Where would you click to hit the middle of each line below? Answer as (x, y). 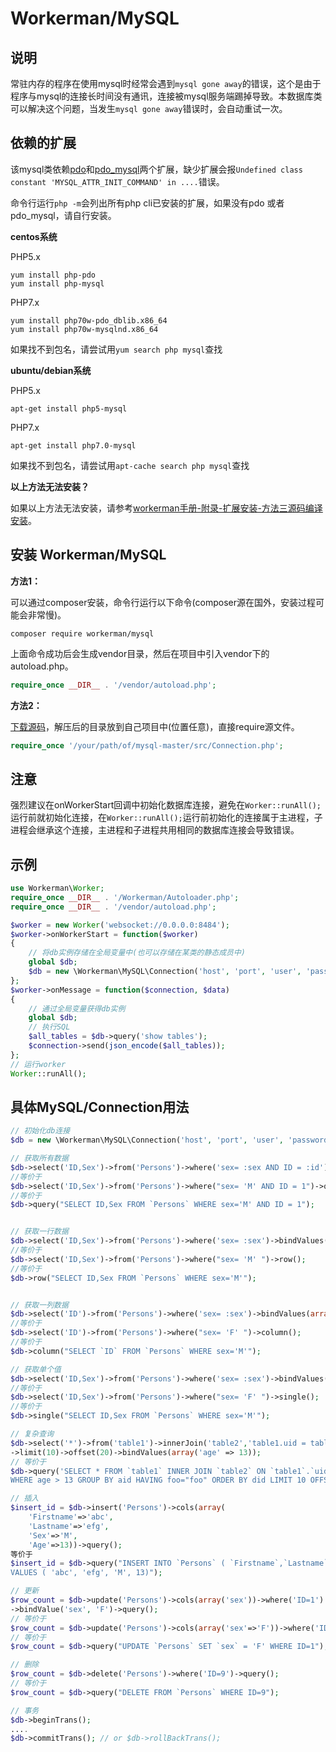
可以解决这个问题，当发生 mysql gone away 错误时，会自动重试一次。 (149, 108)
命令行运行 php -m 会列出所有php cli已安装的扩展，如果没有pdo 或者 (147, 203)
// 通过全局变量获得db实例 (77, 1008)
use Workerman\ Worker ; (57, 888)
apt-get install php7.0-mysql (73, 445)
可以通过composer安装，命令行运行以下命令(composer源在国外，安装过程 (163, 602)
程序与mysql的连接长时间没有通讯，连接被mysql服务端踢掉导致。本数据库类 (166, 96)
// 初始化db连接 (40, 1131)
